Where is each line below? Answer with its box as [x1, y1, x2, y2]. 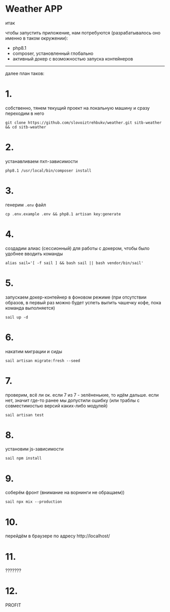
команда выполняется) [5, 305, 56, 311]
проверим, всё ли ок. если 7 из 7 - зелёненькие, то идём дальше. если [5, 392, 159, 398]
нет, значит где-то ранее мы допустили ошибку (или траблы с [5, 397, 140, 403]
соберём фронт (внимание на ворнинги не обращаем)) [5, 490, 125, 496]
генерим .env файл [5, 202, 47, 208]
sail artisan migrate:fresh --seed [5, 358, 80, 363]
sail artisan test [5, 412, 44, 417]
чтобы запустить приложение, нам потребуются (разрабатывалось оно [5, 29, 161, 36]
